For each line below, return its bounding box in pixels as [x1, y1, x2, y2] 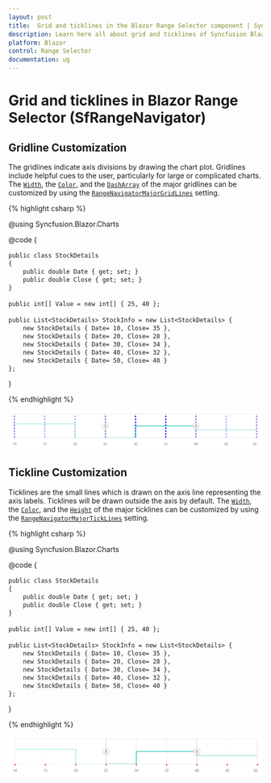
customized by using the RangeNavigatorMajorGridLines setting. [8, 188, 220, 197]
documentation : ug [8, 56, 70, 64]
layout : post [8, 13, 52, 21]
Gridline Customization [8, 141, 127, 154]
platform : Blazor [8, 39, 67, 47]
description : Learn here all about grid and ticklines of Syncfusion [8, 30, 248, 38]
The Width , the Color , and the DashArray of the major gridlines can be [8, 179, 237, 189]
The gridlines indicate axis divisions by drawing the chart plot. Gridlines [8, 162, 246, 171]
